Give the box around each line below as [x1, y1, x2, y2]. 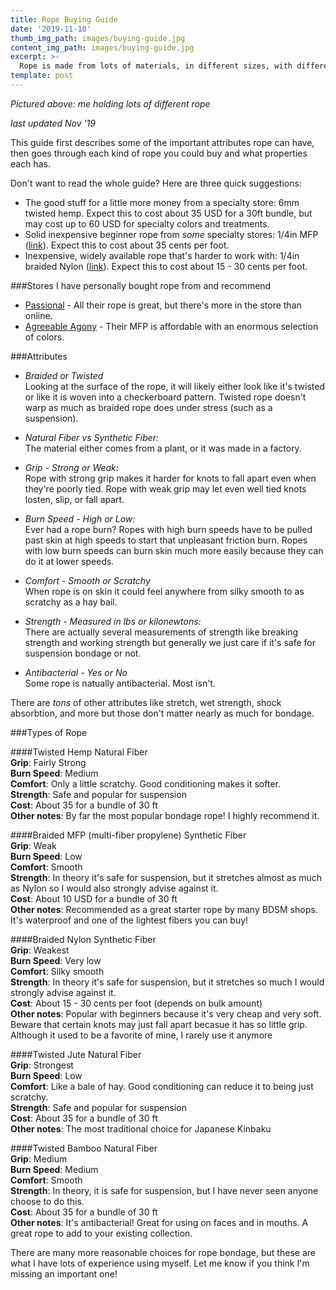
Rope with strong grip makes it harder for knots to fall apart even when [24, 472, 317, 484]
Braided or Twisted [24, 369, 104, 381]
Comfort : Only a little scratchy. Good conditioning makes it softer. [10, 777, 281, 790]
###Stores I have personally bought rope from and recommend [10, 279, 272, 291]
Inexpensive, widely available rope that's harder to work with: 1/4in [24, 249, 300, 261]
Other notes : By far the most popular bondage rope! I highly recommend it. [10, 809, 320, 821]
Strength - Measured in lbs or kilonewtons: [24, 615, 202, 627]
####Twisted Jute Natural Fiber [10, 1048, 142, 1060]
